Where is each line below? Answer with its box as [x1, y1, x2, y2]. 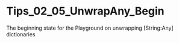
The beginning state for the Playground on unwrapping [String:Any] [6, 24, 174, 31]
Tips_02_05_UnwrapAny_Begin [6, 4, 165, 18]
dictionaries [6, 30, 36, 38]
